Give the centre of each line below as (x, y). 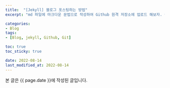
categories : (18, 24)
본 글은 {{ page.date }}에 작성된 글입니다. (46, 80)
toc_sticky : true (24, 51)
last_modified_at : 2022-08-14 (37, 65)
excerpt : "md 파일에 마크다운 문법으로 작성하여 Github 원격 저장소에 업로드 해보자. (84, 15)
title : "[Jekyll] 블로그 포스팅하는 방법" (46, 10)
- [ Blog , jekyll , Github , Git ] (38, 38)
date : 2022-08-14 (24, 60)
